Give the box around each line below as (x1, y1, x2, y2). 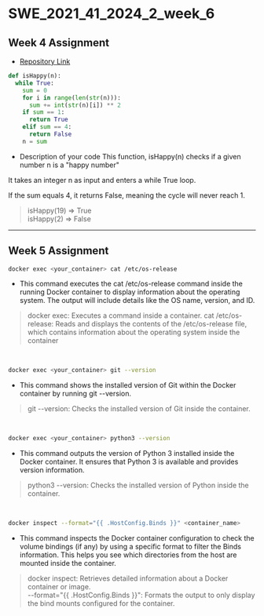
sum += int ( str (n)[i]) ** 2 (28, 101, 122, 109)
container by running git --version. (19, 389, 132, 399)
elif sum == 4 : (22, 123, 72, 131)
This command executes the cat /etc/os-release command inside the (19, 279, 244, 289)
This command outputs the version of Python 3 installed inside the (19, 449, 235, 458)
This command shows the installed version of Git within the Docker (19, 381, 236, 390)
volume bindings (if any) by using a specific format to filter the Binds (19, 542, 242, 552)
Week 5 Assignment (8, 244, 109, 257)
